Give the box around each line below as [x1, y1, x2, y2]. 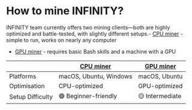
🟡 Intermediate [138, 92, 182, 100]
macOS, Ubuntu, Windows [59, 72, 133, 80]
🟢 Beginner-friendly [59, 92, 118, 100]
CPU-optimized [59, 81, 103, 90]
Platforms [9, 72, 36, 80]
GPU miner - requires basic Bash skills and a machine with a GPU [14, 48, 176, 55]
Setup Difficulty [9, 93, 53, 101]
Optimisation [9, 81, 45, 90]
